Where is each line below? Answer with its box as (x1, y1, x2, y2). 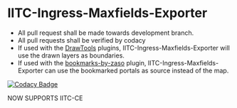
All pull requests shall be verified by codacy (17, 36, 146, 44)
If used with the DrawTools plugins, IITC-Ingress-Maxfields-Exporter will (17, 43, 230, 52)
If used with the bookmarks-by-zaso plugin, (17, 58, 147, 67)
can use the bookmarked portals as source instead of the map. (45, 66, 229, 75)
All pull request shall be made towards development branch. (17, 28, 194, 37)
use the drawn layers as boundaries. (17, 51, 125, 60)
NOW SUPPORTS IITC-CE (7, 94, 83, 102)
